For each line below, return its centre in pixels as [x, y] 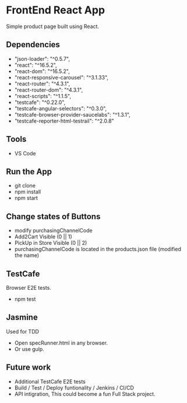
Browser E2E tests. [29, 288]
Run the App [29, 171]
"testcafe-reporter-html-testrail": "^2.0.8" [64, 121]
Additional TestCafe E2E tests [50, 381]
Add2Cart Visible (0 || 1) [43, 237]
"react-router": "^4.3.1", [42, 84]
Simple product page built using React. [53, 26]
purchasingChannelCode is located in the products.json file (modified [98, 249]
